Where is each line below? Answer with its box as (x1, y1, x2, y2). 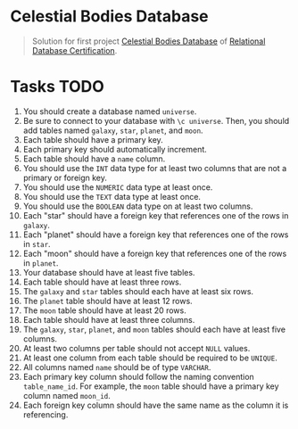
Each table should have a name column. (22, 153, 166, 164)
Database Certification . (31, 45, 118, 55)
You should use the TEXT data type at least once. (22, 191, 202, 202)
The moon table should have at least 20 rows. (22, 305, 186, 316)
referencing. (22, 408, 69, 420)
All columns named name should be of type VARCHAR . (22, 361, 211, 372)
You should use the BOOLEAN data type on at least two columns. (22, 201, 253, 211)
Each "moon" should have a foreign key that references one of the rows (22, 248, 287, 259)
